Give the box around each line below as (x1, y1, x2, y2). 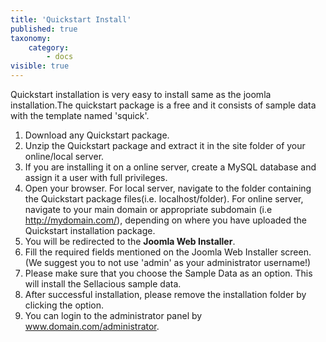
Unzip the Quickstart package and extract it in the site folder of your (24, 140, 306, 151)
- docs (46, 52, 74, 62)
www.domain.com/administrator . (24, 321, 160, 332)
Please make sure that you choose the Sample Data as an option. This (24, 267, 313, 279)
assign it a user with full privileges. (24, 172, 168, 183)
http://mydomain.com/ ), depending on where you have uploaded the (24, 214, 308, 226)
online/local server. (24, 151, 105, 162)
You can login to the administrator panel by (24, 310, 203, 321)
